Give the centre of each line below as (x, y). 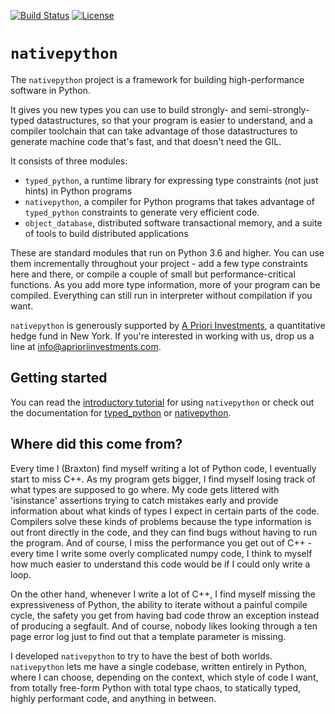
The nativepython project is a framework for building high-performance (157, 79)
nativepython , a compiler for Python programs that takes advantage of (169, 201)
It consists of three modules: (69, 161)
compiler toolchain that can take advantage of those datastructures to (154, 131)
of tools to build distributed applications (106, 233)
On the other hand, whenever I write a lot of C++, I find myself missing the (163, 594)
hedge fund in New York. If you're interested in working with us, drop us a (162, 336)
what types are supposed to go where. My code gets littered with (145, 489)
